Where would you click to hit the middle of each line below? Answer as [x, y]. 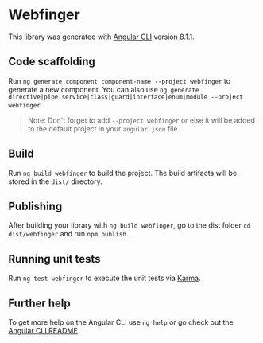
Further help [40, 303]
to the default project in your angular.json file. [104, 128]
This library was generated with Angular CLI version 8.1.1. [101, 37]
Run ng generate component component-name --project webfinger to [120, 80]
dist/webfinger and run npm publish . [68, 234]
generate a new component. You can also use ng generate [104, 89]
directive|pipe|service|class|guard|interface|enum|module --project [126, 97]
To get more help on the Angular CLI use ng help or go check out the [121, 322]
